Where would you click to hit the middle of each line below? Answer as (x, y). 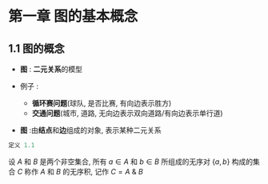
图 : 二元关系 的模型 (51, 69)
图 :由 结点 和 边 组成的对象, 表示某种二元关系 (90, 130)
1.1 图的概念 (37, 48)
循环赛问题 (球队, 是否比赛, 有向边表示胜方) (102, 103)
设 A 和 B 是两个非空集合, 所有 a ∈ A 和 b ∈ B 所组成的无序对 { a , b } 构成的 (131, 162)
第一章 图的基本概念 (73, 16)
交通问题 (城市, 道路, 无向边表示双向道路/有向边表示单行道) (127, 113)
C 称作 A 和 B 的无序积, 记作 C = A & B (80, 171)
